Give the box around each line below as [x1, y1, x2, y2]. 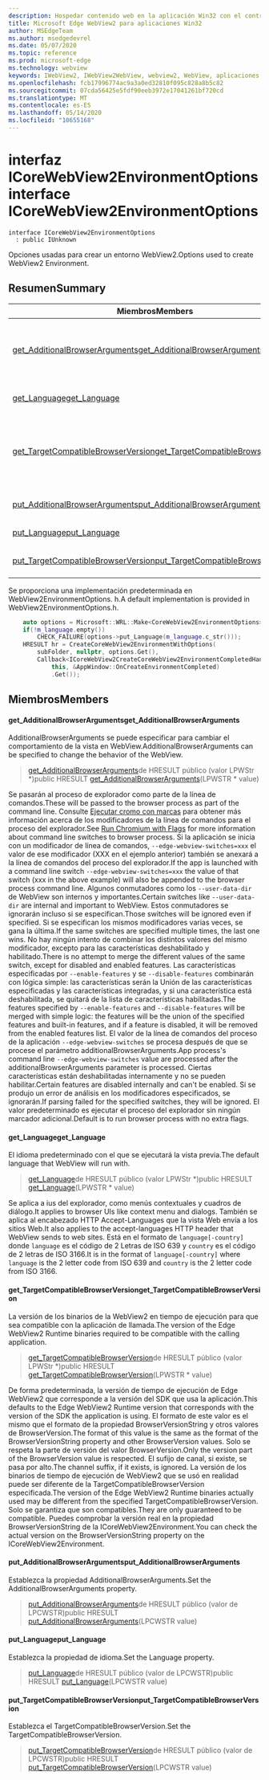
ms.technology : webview [8, 64, 88, 72]
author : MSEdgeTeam [8, 27, 74, 35]
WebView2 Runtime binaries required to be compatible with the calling [8, 1329, 240, 1338]
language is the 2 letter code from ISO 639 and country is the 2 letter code [8, 1258, 252, 1268]
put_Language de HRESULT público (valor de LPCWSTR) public [27, 1668, 234, 1678]
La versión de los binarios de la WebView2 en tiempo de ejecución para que [8, 1311, 259, 1321]
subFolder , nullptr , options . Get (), [37, 648, 159, 656]
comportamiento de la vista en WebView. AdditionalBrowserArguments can [8, 741, 254, 751]
